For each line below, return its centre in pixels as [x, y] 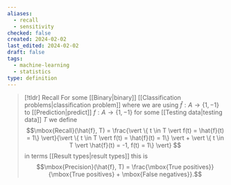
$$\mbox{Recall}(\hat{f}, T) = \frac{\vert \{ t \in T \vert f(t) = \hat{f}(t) [125, 131]
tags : [15, 59]
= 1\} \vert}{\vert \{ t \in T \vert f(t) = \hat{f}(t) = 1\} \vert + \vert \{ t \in [125, 138]
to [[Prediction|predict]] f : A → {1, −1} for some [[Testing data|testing [123, 112]
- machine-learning [42, 65]
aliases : [20, 14]
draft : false [26, 53]
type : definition [32, 78]
